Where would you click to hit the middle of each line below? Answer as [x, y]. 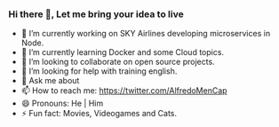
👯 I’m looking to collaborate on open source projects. [118, 62]
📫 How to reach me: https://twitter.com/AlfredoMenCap [124, 91]
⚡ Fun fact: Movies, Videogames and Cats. [99, 114]
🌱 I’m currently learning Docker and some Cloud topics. [122, 52]
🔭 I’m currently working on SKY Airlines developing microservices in [146, 34]
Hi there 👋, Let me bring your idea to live [96, 14]
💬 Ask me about [50, 81]
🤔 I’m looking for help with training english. [99, 71]
